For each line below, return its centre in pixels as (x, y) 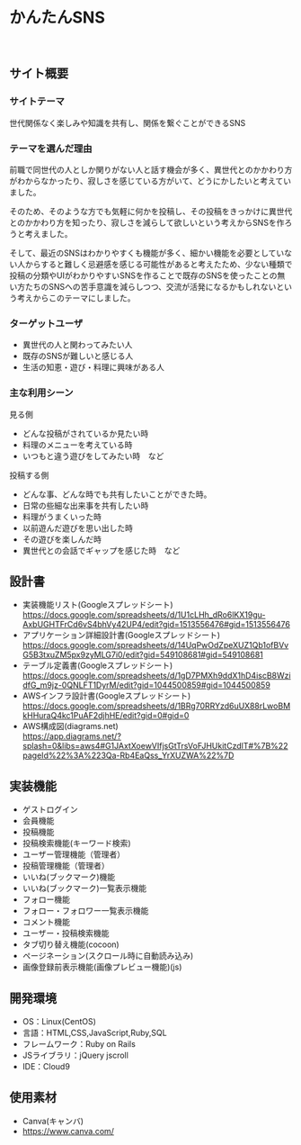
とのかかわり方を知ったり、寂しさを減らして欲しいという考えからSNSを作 (147, 222)
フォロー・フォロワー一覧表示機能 (85, 911)
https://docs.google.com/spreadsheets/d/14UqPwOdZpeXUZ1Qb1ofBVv (155, 645)
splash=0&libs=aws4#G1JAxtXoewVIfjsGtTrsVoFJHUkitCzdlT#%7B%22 (155, 746)
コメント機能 (46, 922)
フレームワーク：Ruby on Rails (79, 1043)
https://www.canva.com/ (68, 1131)
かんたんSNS (58, 18)
